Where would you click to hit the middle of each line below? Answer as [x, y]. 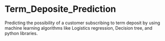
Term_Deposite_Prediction [61, 9]
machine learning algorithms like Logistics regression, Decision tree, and [79, 28]
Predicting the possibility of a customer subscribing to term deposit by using [82, 23]
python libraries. [21, 33]
